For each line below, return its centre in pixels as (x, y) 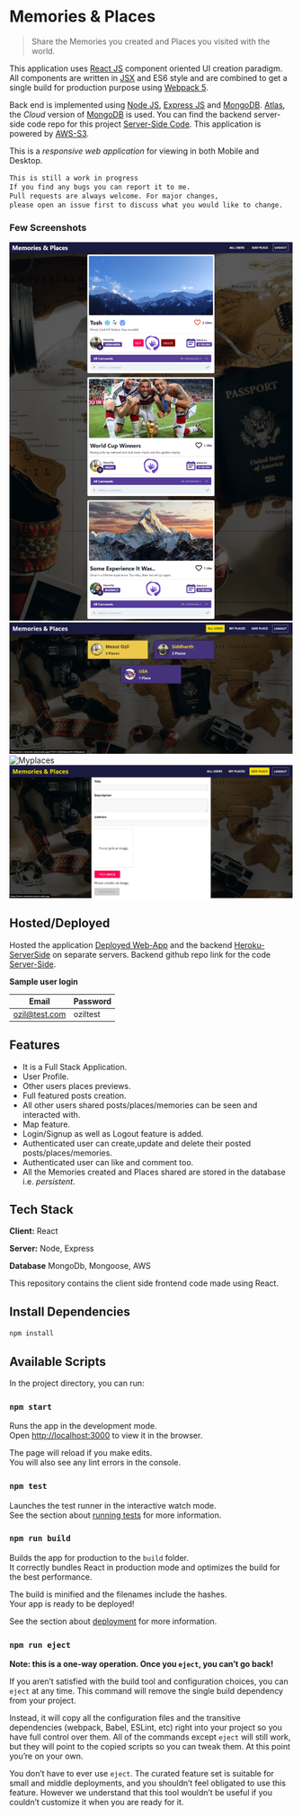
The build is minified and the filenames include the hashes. (118, 1594)
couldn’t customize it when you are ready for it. (97, 1803)
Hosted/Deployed (60, 923)
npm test (28, 1486)
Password (93, 1001)
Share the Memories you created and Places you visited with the (151, 41)
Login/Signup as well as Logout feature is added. (113, 1133)
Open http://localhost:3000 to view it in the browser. (106, 1436)
